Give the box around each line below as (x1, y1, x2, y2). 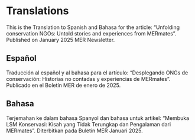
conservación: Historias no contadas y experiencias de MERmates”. (6, 75, 171, 82)
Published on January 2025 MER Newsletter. (6, 36, 115, 43)
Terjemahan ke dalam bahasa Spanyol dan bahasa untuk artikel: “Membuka (6, 114, 190, 122)
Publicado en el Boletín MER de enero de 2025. (6, 82, 121, 89)
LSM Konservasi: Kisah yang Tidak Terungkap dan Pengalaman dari (6, 121, 171, 128)
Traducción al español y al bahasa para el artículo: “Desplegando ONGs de (6, 69, 188, 76)
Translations (6, 4, 69, 18)
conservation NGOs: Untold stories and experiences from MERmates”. (6, 30, 177, 37)
